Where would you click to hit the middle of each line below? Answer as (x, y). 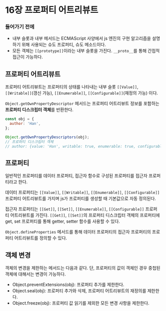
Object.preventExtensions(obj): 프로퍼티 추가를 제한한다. (68, 285)
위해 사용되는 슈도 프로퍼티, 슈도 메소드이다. (64, 44)
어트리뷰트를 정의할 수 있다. (41, 238)
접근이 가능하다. (27, 57)
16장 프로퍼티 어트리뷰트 (52, 10)
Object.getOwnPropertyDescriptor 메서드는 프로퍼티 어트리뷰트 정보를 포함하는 (82, 104)
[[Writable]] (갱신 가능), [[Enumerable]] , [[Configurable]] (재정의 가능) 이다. (82, 93)
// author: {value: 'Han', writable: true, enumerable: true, (70, 146)
